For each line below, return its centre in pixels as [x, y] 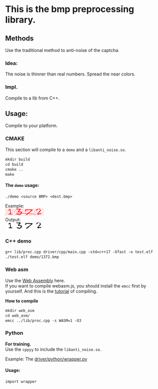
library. [20, 20]
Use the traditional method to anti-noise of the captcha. [62, 50]
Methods [19, 38]
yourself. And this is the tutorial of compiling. [51, 291]
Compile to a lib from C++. [32, 98]
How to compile [22, 300]
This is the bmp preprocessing [70, 9]
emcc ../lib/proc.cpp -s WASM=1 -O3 [43, 320]
